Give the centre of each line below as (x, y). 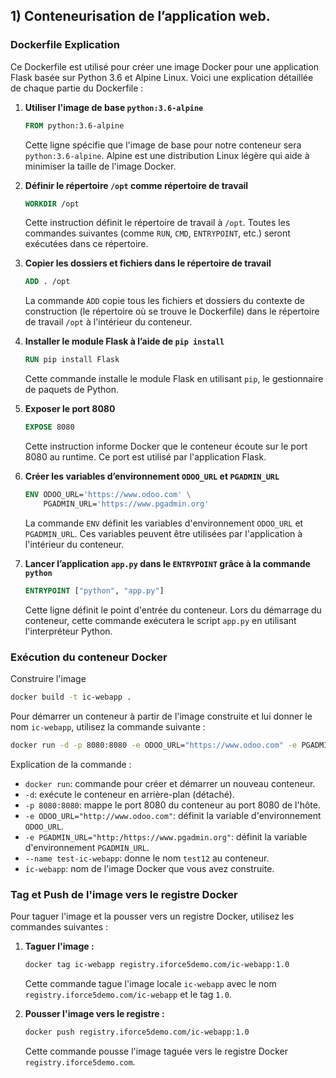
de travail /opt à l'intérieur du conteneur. (108, 322)
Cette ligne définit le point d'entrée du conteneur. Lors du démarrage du (173, 610)
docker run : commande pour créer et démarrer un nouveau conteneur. (170, 783)
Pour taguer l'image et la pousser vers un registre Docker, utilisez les (152, 916)
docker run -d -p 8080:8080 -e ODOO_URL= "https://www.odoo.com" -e (154, 745)
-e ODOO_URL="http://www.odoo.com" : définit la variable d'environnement (173, 815)
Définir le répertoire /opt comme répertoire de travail (136, 185)
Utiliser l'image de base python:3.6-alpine (114, 107)
